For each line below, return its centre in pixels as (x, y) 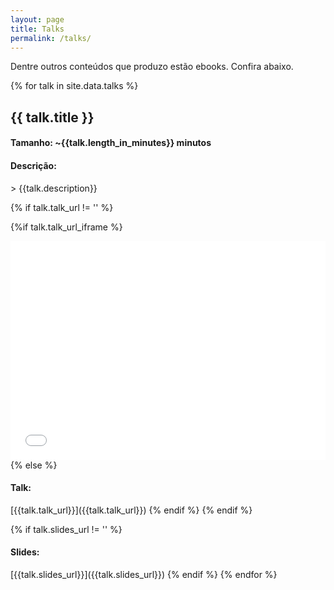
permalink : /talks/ (51, 38)
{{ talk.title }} (52, 117)
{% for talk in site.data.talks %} (74, 86)
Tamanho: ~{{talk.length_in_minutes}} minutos (111, 143)
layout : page (37, 19)
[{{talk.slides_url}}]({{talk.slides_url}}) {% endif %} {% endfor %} (144, 574)
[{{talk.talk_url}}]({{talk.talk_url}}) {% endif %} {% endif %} (131, 510)
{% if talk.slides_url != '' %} (66, 529)
